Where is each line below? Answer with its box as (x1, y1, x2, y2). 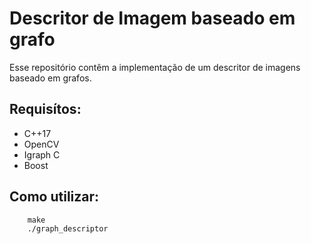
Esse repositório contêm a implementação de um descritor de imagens (9, 61, 301, 73)
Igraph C (23, 148, 61, 161)
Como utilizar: (9, 188, 100, 206)
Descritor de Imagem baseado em (9, 7, 296, 30)
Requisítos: (9, 101, 82, 118)
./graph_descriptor (27, 223, 109, 234)
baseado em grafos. (9, 72, 92, 84)
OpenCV (23, 138, 60, 150)
